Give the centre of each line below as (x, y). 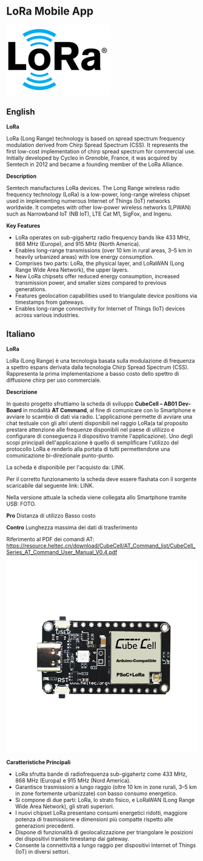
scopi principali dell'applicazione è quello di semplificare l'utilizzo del (92, 442)
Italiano (21, 334)
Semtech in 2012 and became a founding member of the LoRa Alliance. (95, 164)
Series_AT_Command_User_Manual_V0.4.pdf (62, 552)
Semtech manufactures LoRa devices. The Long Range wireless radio (93, 188)
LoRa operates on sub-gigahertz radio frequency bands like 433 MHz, (103, 237)
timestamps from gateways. (50, 302)
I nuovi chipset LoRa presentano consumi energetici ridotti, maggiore (101, 813)
